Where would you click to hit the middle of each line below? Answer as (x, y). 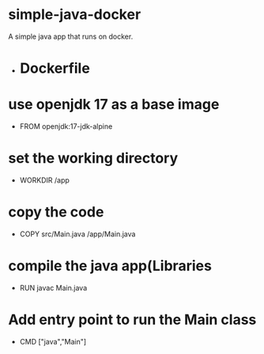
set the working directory (93, 158)
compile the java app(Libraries (110, 266)
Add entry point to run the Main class (132, 320)
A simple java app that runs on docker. (71, 36)
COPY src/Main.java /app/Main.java (77, 234)
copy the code (56, 212)
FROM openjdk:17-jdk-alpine (66, 126)
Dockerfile (55, 68)
